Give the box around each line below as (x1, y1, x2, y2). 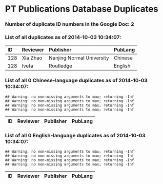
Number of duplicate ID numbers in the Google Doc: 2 (5, 21, 134, 28)
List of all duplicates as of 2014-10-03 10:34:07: (5, 34, 121, 41)
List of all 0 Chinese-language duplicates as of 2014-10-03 (5, 77, 148, 84)
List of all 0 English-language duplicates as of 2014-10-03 (5, 132, 145, 139)
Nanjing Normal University (48, 55, 109, 61)
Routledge (48, 62, 72, 69)
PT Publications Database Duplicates (5, 3, 159, 15)
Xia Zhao (21, 55, 42, 61)
